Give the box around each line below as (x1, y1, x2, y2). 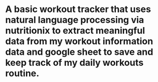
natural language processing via (5, 14, 144, 26)
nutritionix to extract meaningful (5, 25, 145, 36)
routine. (5, 68, 40, 79)
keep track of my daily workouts (5, 57, 144, 68)
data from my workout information (5, 36, 153, 47)
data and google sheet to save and (5, 46, 153, 58)
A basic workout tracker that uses (5, 4, 151, 15)
